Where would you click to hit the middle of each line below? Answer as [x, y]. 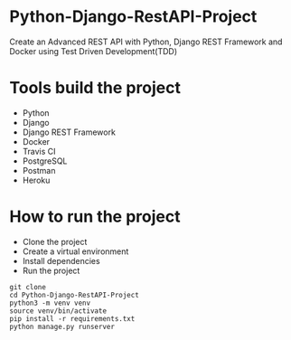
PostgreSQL [45, 161]
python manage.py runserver [62, 326]
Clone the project [55, 241]
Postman [39, 170]
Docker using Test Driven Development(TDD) [94, 51]
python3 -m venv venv [50, 303]
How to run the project [95, 217]
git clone [28, 287]
